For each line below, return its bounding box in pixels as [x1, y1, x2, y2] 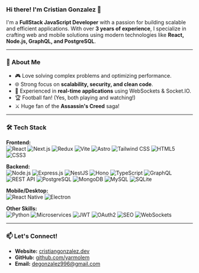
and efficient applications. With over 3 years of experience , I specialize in [6, 25, 187, 32]
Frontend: [6, 139, 31, 146]
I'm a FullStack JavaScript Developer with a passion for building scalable [6, 19, 187, 26]
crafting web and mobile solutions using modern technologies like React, [6, 31, 184, 39]
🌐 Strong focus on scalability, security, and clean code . [14, 80, 153, 88]
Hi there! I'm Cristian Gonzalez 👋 [6, 5, 102, 14]
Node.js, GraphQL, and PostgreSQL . [6, 38, 97, 45]
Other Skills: [6, 205, 37, 212]
